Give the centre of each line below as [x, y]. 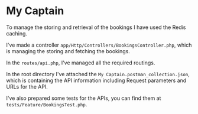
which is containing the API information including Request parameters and [96, 80]
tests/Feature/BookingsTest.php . [47, 104]
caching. [17, 33]
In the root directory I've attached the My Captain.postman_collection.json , [98, 74]
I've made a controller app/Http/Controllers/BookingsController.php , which [99, 45]
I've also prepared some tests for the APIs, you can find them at [84, 98]
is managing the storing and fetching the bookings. [68, 51]
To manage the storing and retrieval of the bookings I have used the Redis [96, 27]
